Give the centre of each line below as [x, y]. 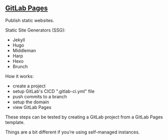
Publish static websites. [30, 20]
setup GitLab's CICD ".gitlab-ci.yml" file [53, 91]
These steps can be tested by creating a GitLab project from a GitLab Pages [84, 117]
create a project [29, 86]
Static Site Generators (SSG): [35, 30]
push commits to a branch [40, 96]
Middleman [24, 50]
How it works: [20, 76]
